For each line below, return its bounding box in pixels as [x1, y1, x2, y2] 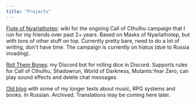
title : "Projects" [6, 8, 51, 15]
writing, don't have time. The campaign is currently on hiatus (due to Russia [6, 43, 190, 51]
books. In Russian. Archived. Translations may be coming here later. [6, 91, 171, 98]
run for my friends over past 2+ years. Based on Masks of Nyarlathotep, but [6, 31, 190, 38]
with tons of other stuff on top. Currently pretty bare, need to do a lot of [6, 37, 180, 44]
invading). [6, 49, 31, 56]
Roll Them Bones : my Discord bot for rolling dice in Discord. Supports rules [6, 61, 188, 68]
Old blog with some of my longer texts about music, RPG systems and [6, 85, 175, 92]
